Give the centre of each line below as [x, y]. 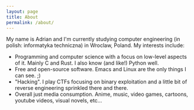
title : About [22, 17]
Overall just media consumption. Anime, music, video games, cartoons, [101, 94]
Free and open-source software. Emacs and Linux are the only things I [100, 69]
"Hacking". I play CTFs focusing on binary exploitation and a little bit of [101, 82]
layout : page [22, 11]
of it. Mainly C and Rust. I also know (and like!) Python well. [87, 63]
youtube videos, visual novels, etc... [58, 101]
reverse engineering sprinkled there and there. [71, 88]
